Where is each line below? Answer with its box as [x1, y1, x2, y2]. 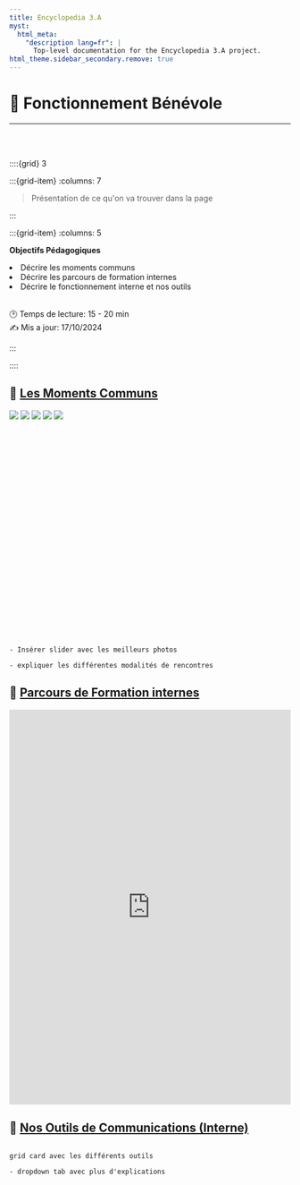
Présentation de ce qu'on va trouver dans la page [30, 192, 213, 203]
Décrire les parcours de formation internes [21, 271, 177, 282]
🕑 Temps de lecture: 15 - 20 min [9, 308, 129, 319]
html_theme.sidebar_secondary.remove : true [9, 55, 174, 64]
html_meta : [17, 30, 58, 38]
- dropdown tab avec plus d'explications [9, 1167, 166, 1176]
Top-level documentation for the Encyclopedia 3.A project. [32, 47, 262, 55]
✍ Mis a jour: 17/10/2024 [9, 321, 103, 332]
